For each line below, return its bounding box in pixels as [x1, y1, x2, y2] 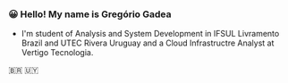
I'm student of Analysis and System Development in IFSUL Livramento [21, 29, 280, 39]
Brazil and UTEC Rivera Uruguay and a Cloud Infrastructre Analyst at [21, 37, 275, 48]
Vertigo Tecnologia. [21, 47, 94, 58]
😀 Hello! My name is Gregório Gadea [8, 8, 172, 21]
